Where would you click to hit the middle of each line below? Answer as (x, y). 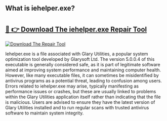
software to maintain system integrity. (45, 113)
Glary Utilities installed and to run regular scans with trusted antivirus (77, 108)
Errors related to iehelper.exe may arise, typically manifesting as (72, 86)
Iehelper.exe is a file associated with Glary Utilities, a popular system (77, 54)
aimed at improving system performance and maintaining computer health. (83, 70)
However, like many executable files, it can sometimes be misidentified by (82, 75)
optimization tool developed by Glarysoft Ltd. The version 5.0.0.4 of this (80, 59)
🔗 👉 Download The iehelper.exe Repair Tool (76, 29)
